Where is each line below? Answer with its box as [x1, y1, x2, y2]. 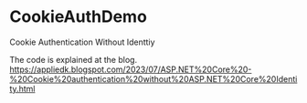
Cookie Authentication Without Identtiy [9, 36, 155, 47]
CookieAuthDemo [9, 6, 148, 27]
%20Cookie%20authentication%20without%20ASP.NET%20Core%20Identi [9, 73, 298, 84]
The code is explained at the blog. [9, 54, 138, 65]
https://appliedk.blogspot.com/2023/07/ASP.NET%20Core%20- [9, 64, 252, 75]
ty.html [9, 83, 36, 94]
